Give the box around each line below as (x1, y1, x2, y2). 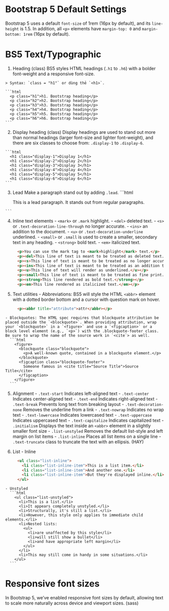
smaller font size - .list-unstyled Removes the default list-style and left (12, 428, 163, 434)
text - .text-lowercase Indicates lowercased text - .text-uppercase (12, 412, 152, 418)
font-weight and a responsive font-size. (12, 71, 95, 77)
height (5, 26, 19, 31)
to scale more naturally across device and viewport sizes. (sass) (5, 600, 139, 606)
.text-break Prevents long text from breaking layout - (12, 401, 125, 407)
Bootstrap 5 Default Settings (5, 4, 127, 15)
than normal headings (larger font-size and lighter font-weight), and (12, 134, 154, 140)
